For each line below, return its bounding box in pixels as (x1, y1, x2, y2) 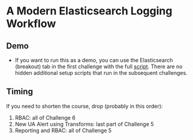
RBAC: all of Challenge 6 (14, 114, 76, 121)
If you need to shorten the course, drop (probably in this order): (6, 102, 163, 109)
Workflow (6, 17, 56, 31)
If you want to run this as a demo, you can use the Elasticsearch (14, 57, 173, 63)
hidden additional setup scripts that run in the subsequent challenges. (14, 69, 188, 76)
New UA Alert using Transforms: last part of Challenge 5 (14, 120, 154, 127)
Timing (6, 87, 33, 97)
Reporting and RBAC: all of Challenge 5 (14, 127, 112, 134)
